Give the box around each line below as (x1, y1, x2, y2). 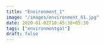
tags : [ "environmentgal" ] (6, 25, 70, 32)
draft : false (6, 31, 39, 37)
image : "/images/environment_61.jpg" (6, 14, 100, 20)
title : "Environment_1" (6, 8, 65, 15)
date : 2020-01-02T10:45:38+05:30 (6, 20, 89, 26)
